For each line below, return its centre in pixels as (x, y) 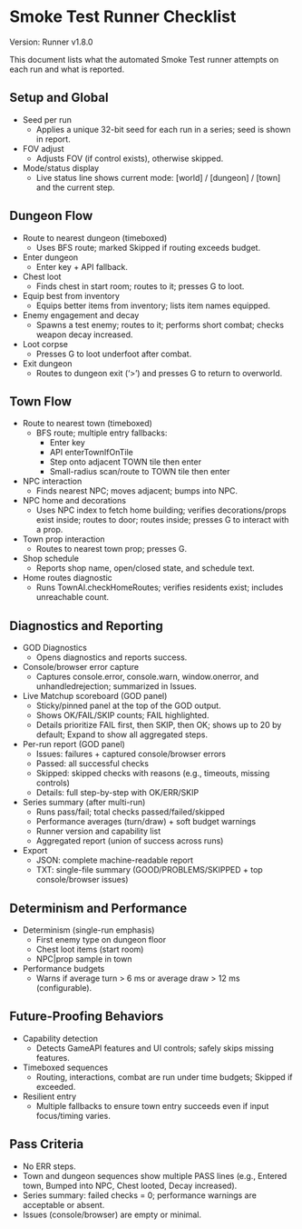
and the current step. (75, 187)
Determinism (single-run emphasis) (88, 930)
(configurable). (64, 988)
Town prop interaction (64, 539)
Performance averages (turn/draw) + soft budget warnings (146, 822)
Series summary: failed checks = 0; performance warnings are (139, 1195)
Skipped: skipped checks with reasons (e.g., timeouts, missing (153, 774)
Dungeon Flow (51, 216)
